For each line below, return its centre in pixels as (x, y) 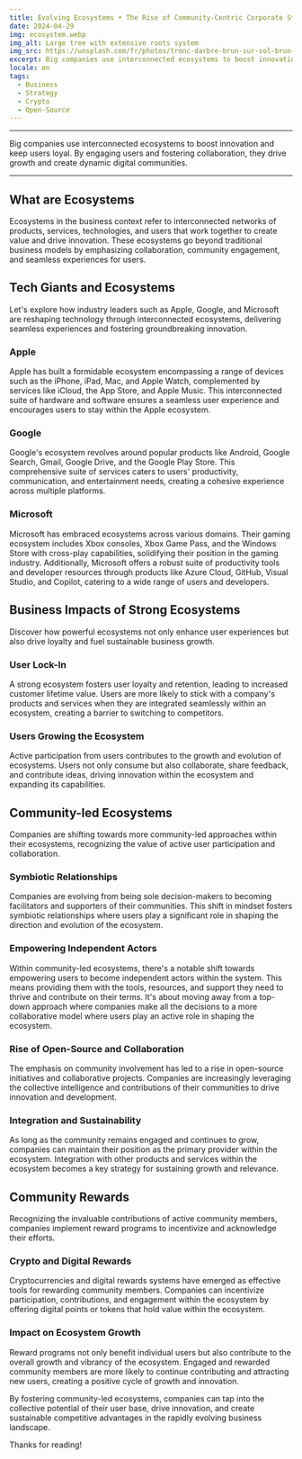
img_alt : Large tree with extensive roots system (104, 43)
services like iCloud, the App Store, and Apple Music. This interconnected (146, 391)
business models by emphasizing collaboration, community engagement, (145, 250)
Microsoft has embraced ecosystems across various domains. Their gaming (150, 534)
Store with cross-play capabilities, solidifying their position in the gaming (144, 553)
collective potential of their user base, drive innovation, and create (132, 1408)
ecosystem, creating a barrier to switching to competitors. (117, 713)
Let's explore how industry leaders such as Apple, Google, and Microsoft (144, 309)
